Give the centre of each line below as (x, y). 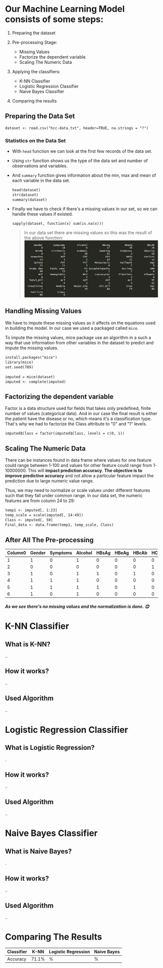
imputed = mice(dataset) (30, 377)
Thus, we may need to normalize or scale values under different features (78, 490)
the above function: (44, 238)
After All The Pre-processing (49, 540)
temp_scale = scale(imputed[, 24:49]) (44, 515)
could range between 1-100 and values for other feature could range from (79, 465)
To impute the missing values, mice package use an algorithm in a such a (78, 337)
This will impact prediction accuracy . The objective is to (85, 471)
